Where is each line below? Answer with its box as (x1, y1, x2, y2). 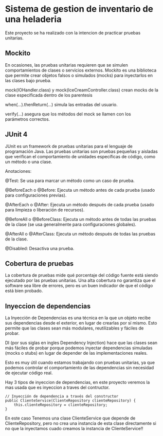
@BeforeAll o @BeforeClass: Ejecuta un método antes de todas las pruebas (5, 216, 157, 222)
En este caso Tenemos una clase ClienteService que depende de (5, 415, 136, 421)
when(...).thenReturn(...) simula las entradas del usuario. (5, 101, 118, 108)
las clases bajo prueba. (5, 77, 52, 83)
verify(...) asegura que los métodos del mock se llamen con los (5, 111, 131, 117)
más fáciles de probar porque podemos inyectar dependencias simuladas (5, 345, 153, 351)
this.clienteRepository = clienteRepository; (14, 402, 108, 407)
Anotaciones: (5, 168, 32, 174)
